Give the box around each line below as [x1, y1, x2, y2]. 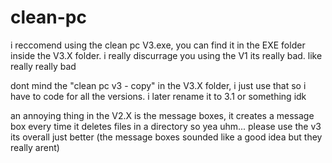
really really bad [10, 60, 77, 72]
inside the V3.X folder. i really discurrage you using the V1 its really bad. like [10, 49, 323, 61]
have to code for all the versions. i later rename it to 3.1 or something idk [10, 90, 307, 102]
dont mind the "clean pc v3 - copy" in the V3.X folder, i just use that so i [10, 79, 307, 91]
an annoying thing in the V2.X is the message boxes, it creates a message [10, 109, 315, 121]
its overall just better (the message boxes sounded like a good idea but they [10, 131, 323, 143]
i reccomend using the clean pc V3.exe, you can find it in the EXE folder [10, 39, 306, 51]
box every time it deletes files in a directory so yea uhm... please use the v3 [10, 120, 322, 132]
